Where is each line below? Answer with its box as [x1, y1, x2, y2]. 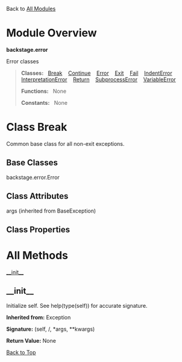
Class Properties [6, 224, 71, 234]
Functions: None [20, 87, 67, 95]
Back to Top [6, 349, 36, 356]
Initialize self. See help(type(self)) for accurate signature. [6, 302, 148, 309]
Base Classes [6, 158, 58, 168]
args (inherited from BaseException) [6, 207, 96, 214]
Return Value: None [6, 337, 56, 344]
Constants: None [20, 99, 68, 106]
